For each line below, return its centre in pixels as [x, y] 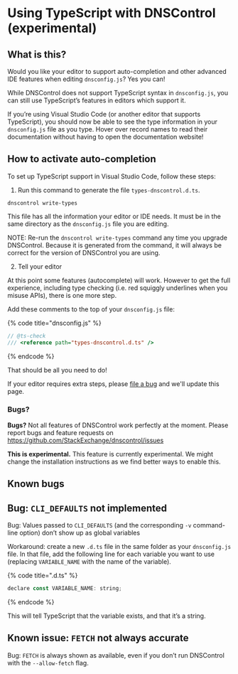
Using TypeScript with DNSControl [112, 13]
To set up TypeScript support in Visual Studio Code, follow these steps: [112, 176]
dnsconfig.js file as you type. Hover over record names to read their [108, 129]
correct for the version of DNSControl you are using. [84, 252]
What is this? [37, 54]
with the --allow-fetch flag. [48, 663]
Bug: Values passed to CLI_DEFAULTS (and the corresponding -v [99, 525]
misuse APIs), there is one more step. [62, 295]
